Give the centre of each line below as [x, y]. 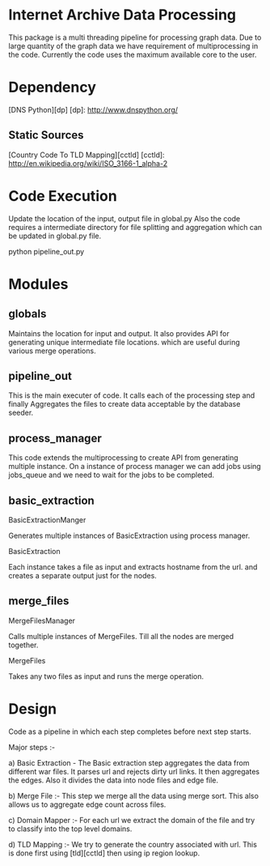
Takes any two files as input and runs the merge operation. [106, 676]
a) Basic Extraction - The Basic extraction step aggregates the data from [129, 762]
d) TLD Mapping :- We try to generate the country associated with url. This [133, 844]
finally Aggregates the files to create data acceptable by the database [124, 404]
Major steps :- [32, 747]
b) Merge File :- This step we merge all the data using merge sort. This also [133, 796]
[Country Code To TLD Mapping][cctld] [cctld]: [86, 155]
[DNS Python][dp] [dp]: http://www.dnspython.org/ [93, 109]
